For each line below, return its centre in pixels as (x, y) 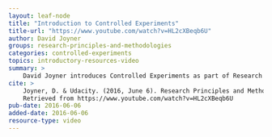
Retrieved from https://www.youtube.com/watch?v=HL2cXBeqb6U (128, 98)
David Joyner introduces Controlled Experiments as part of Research (143, 76)
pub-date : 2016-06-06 (45, 106)
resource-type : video (45, 121)
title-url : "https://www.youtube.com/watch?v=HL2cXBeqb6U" (110, 31)
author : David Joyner (45, 38)
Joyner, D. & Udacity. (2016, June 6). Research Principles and (134, 91)
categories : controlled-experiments (70, 53)
